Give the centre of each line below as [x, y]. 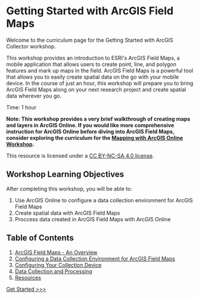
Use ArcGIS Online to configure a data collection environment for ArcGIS [104, 200]
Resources [28, 277]
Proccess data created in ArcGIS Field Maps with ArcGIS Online [93, 219]
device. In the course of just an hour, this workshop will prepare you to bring [100, 83]
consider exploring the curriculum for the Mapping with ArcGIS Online [95, 137]
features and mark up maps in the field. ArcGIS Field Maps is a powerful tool [100, 70]
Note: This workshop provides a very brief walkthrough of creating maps [98, 119]
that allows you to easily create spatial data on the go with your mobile [93, 77]
